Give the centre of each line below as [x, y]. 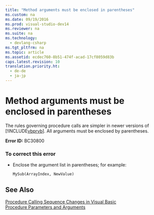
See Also [20, 189]
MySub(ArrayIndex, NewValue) [43, 174]
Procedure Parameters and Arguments [45, 207]
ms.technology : [21, 38]
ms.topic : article [25, 52]
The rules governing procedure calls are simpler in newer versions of [77, 125]
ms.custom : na [20, 15]
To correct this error [30, 154]
